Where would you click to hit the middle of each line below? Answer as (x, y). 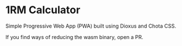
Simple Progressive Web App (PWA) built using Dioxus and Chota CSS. (91, 26)
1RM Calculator (43, 10)
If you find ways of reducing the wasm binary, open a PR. (75, 37)
